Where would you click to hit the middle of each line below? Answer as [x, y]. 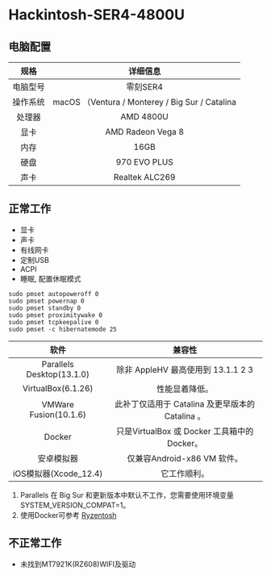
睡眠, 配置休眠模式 [50, 278]
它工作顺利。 [185, 474]
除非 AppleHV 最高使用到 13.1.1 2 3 [185, 369]
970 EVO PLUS [144, 162]
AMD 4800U [145, 117]
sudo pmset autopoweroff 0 [54, 294]
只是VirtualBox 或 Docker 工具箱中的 [185, 431]
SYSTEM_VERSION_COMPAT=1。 [75, 505]
